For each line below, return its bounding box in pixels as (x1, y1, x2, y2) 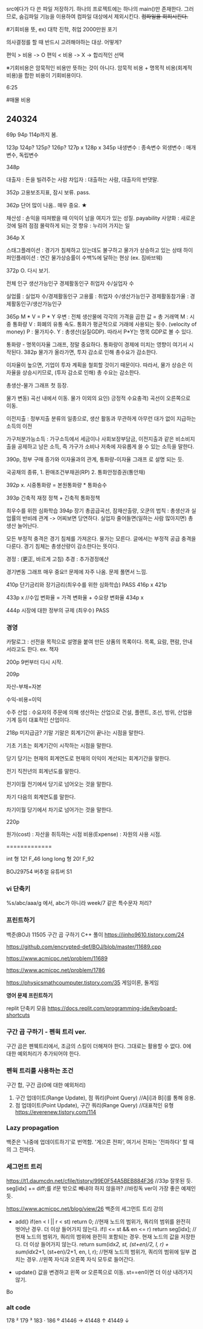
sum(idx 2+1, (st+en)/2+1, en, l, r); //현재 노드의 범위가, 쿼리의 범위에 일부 (14, 1248, 190, 1255)
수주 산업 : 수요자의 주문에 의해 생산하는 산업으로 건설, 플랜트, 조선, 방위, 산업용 (6, 709, 193, 716)
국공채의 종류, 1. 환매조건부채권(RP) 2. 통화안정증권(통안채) (6, 468, 146, 475)
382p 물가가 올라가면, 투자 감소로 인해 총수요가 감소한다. (24, 348, 158, 355)
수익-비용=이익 (6, 696, 42, 703)
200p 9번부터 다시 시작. (6, 658, 63, 666)
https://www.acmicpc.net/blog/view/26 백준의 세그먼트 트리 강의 (6, 1205, 164, 1212)
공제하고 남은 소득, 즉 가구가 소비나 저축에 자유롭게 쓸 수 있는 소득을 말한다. (17, 443, 195, 450)
